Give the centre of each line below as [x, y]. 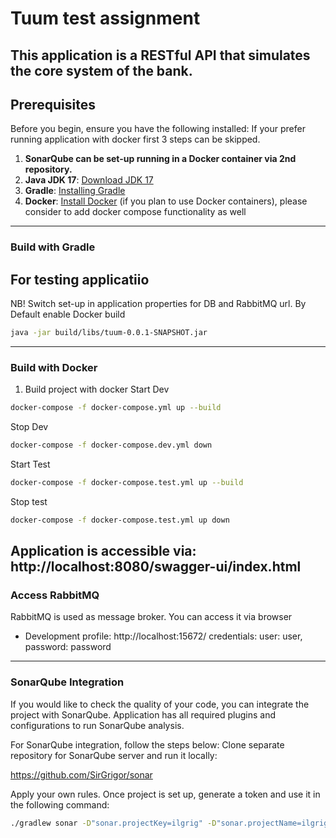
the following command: [60, 804]
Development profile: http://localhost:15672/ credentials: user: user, [163, 636]
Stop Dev [29, 427]
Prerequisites [53, 104]
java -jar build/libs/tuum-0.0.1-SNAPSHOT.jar [109, 333]
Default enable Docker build [68, 314]
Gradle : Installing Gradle [75, 191]
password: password [68, 647]
